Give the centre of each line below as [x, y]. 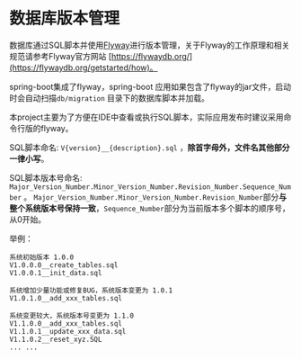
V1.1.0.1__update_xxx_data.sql [68, 331]
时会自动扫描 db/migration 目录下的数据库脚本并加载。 [109, 98]
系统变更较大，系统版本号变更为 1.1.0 [72, 316]
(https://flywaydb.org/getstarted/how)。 [84, 67]
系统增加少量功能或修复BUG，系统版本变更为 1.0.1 [91, 290]
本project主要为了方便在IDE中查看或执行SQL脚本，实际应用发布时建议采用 [147, 117]
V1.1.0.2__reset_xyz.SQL [56, 339]
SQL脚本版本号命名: [46, 177]
